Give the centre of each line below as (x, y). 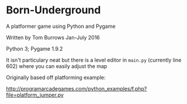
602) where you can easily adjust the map (57, 66)
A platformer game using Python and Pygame (61, 26)
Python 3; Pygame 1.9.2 (34, 49)
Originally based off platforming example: (56, 77)
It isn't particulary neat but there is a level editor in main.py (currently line (94, 60)
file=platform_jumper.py (35, 95)
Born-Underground (53, 10)
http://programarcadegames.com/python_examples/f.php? (77, 88)
